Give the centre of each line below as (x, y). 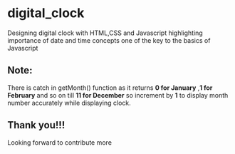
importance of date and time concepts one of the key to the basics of (109, 40)
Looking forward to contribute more (60, 142)
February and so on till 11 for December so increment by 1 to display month (118, 95)
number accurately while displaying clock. (69, 103)
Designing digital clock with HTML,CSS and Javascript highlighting (105, 33)
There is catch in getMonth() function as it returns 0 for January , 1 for (110, 88)
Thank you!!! (36, 125)
